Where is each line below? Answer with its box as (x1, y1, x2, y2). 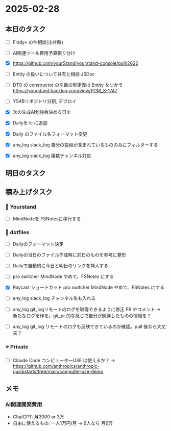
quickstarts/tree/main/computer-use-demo (12, 368, 104, 374)
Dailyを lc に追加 (12, 120, 47, 126)
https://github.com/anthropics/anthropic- (12, 363, 100, 369)
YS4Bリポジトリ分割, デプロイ (12, 98, 77, 105)
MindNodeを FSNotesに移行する (12, 215, 81, 222)
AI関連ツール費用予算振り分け (12, 50, 76, 56)
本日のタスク (5, 24, 46, 33)
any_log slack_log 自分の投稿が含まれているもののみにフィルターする (12, 141, 158, 148)
